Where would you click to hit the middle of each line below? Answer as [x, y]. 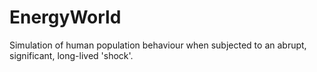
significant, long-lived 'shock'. [71, 55]
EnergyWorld [65, 17]
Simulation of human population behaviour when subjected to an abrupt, [158, 45]
